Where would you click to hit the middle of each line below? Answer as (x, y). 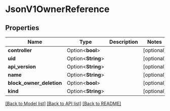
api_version (22, 67)
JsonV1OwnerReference (57, 9)
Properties (22, 28)
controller (20, 50)
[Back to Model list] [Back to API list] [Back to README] (63, 103)
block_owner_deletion (35, 83)
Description (124, 42)
